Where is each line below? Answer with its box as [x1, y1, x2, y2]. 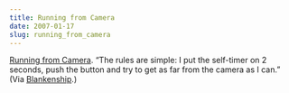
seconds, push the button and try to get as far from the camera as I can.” [9, 64, 281, 75]
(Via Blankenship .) [9, 74, 78, 85]
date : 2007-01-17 [9, 22, 75, 31]
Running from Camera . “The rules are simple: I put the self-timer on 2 [9, 55, 267, 66]
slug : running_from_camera [9, 30, 111, 39]
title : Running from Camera [9, 13, 116, 23]
